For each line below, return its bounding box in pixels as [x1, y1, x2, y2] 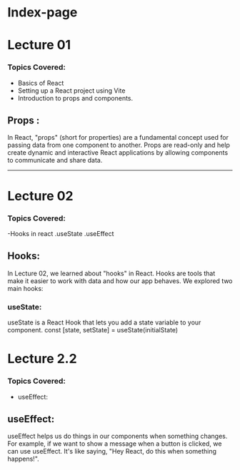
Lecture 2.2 [7, 351, 77, 367]
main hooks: [7, 284, 44, 292]
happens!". [7, 454, 39, 464]
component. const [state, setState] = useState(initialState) [7, 326, 179, 334]
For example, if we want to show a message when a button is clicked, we [7, 439, 222, 448]
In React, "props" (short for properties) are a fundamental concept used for [7, 133, 229, 142]
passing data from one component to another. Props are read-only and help [7, 141, 230, 150]
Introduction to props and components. [17, 93, 134, 102]
